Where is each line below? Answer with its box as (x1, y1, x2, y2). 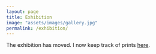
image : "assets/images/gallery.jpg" (6, 20, 98, 26)
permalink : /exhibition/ (6, 25, 68, 31)
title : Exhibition (6, 14, 52, 20)
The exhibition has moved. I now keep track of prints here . (6, 42, 150, 49)
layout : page (6, 8, 39, 15)
